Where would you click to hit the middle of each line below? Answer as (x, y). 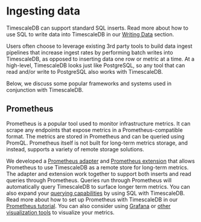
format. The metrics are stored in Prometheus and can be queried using (95, 136)
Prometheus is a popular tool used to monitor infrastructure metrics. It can (98, 123)
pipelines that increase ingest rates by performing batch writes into (90, 52)
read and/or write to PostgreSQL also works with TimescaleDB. (85, 71)
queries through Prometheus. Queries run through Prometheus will (89, 180)
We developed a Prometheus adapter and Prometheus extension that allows (101, 161)
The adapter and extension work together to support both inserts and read (99, 174)
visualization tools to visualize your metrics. (60, 212)
